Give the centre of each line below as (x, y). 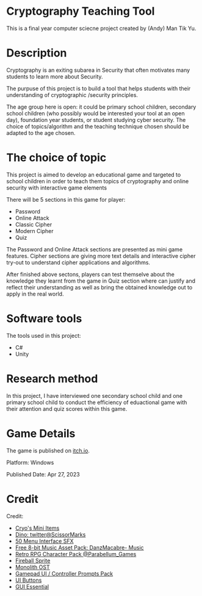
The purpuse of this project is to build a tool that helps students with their (99, 88)
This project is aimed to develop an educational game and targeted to (94, 174)
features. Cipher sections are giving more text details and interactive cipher (101, 256)
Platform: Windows (30, 462)
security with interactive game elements (57, 188)
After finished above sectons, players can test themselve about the (91, 274)
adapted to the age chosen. (41, 132)
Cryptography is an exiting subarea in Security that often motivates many (98, 70)
